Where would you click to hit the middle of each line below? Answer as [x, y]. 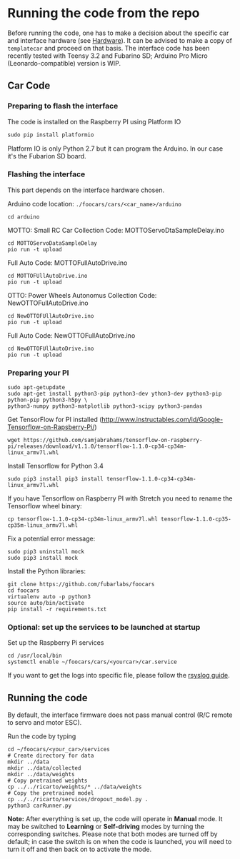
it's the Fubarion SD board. [47, 156]
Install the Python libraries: [46, 571]
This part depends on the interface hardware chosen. [86, 190]
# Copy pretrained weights [47, 781]
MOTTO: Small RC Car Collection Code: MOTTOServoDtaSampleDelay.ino [116, 230]
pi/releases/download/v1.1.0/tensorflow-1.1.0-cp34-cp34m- [97, 447]
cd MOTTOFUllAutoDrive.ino [47, 276]
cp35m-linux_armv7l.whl [43, 526]
